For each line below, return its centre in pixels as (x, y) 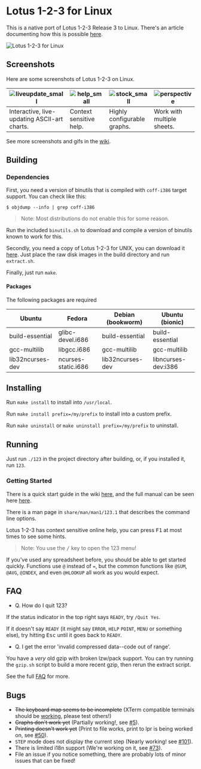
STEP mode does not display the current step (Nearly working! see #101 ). (104, 741)
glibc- (67, 332)
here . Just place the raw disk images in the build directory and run (88, 255)
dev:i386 (165, 367)
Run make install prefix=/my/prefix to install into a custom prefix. (89, 414)
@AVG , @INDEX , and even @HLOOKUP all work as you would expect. (83, 572)
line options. (22, 518)
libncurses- (169, 359)
